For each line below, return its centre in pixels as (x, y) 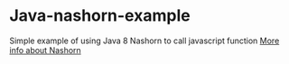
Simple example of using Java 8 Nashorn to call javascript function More (144, 41)
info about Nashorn (45, 50)
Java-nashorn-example (100, 16)
